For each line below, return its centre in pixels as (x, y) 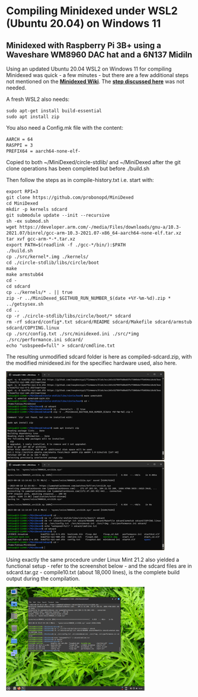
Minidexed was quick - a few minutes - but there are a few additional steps (97, 75)
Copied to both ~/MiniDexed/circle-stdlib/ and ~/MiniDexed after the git (93, 162)
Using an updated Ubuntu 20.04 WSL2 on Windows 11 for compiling (89, 69)
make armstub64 (25, 274)
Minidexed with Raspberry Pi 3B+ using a (84, 45)
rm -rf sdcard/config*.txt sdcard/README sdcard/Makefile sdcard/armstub (99, 322)
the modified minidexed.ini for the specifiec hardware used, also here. (92, 363)
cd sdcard (18, 286)
